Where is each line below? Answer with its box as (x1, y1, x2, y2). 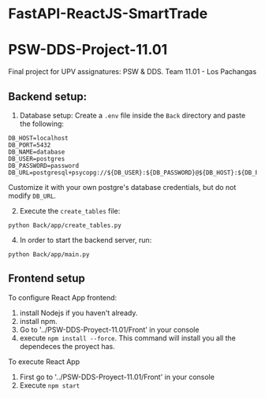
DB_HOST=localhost (8, 134, 69, 142)
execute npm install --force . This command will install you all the (19, 333, 237, 343)
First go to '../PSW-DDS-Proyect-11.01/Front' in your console (19, 372, 215, 381)
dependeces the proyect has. (19, 341, 116, 351)
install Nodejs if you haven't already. (19, 308, 138, 318)
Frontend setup (8, 272, 85, 285)
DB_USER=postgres (8, 154, 65, 162)
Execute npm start (19, 380, 80, 390)
